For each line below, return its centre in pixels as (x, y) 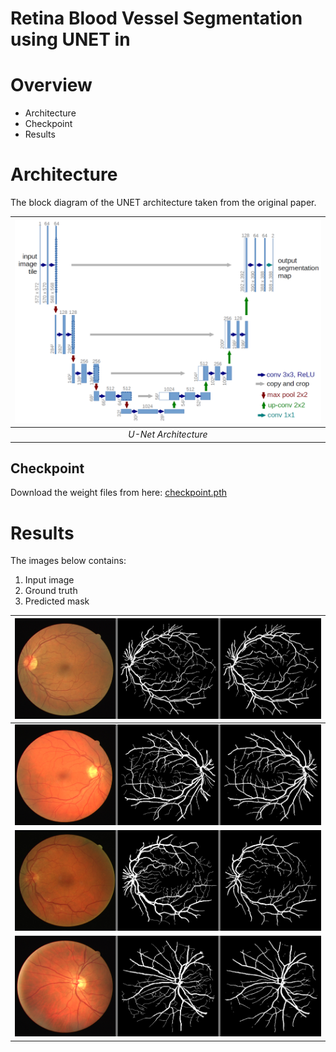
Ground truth (51, 591)
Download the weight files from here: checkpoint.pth (119, 493)
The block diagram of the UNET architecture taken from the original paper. (163, 203)
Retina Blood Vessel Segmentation (156, 18)
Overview (51, 85)
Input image (49, 580)
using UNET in (70, 39)
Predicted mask (57, 601)
